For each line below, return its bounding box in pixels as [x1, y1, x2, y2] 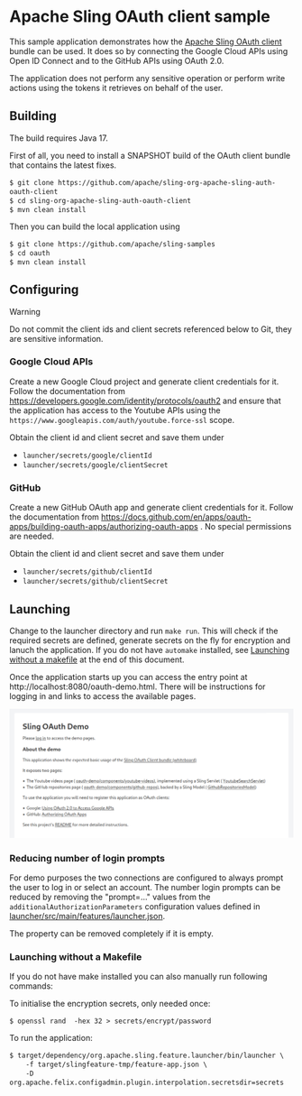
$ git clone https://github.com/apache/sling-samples [9, 239, 216, 249]
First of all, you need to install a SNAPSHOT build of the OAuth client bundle [9, 150, 291, 161]
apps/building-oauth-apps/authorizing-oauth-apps [9, 521, 198, 532]
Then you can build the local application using [9, 221, 180, 232]
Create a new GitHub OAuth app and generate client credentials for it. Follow [9, 502, 294, 513]
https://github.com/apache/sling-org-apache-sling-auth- [57, 178, 277, 187]
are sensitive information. [9, 333, 104, 344]
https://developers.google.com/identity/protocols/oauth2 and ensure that [9, 395, 281, 406]
